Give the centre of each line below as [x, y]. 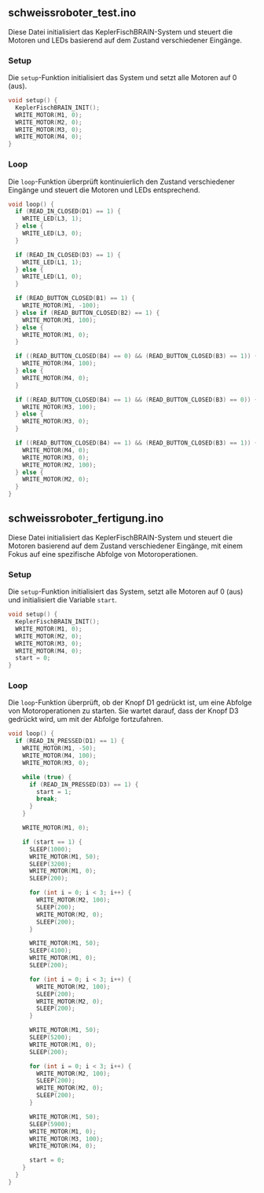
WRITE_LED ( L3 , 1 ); [52, 219]
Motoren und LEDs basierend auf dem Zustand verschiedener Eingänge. [125, 40]
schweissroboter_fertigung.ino [86, 519]
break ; [47, 799]
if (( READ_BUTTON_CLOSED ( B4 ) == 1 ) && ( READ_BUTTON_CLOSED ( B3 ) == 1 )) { [137, 443]
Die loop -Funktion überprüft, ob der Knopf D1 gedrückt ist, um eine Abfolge [130, 703]
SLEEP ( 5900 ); [50, 1124]
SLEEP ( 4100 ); [50, 951]
